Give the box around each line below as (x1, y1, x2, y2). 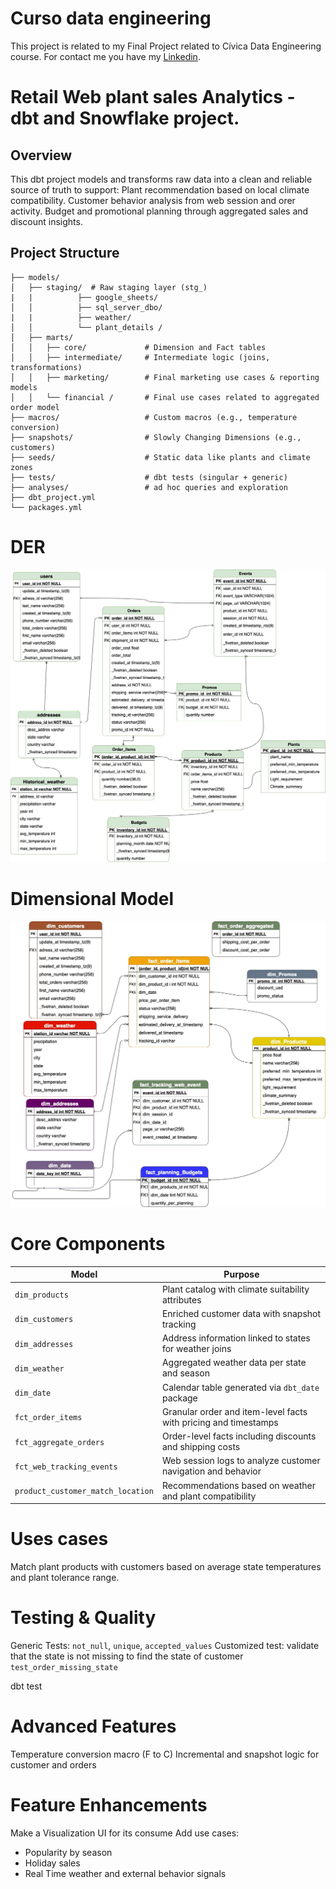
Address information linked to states (161, 1332, 311, 1344)
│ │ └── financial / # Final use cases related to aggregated (10, 392, 320, 402)
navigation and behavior (161, 1465, 262, 1477)
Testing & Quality (10, 1607, 157, 1629)
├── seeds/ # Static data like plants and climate (10, 452, 311, 462)
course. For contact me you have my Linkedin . (10, 50, 201, 62)
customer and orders (10, 1758, 97, 1771)
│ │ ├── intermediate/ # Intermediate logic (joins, (10, 352, 271, 362)
